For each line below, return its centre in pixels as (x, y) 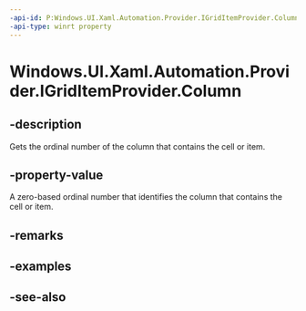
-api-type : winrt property (61, 26)
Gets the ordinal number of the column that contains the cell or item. (138, 146)
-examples (41, 267)
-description (46, 124)
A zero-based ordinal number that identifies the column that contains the (146, 197)
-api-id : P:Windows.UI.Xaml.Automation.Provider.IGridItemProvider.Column (154, 18)
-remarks (36, 235)
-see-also (38, 297)
